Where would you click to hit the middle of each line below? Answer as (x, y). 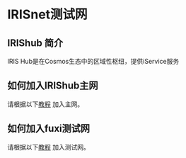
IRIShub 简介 (35, 43)
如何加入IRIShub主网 (53, 86)
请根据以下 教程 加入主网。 (45, 104)
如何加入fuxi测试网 (49, 129)
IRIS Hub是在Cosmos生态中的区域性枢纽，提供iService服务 (93, 61)
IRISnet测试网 (47, 15)
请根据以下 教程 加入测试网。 (48, 147)
